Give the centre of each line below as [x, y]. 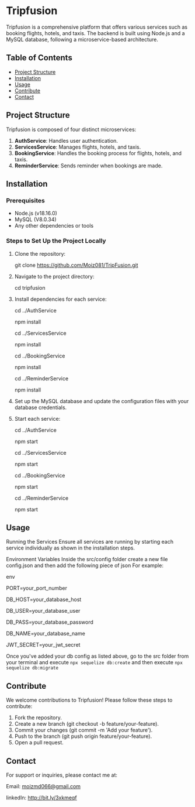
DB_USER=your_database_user [43, 611]
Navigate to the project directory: [54, 276]
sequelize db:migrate [32, 668]
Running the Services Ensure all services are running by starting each [90, 542]
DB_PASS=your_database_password [50, 622]
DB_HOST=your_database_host [44, 600]
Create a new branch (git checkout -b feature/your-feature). [87, 724]
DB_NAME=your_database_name [46, 634]
